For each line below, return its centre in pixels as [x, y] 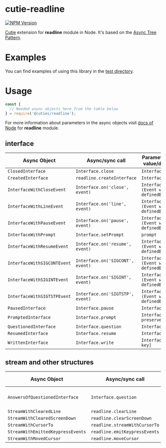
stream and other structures [49, 362]
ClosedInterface [27, 171]
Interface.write [95, 343]
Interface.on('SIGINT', [104, 278]
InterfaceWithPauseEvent [37, 223]
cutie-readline [35, 9]
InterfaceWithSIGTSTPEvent [39, 297]
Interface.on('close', [103, 187]
